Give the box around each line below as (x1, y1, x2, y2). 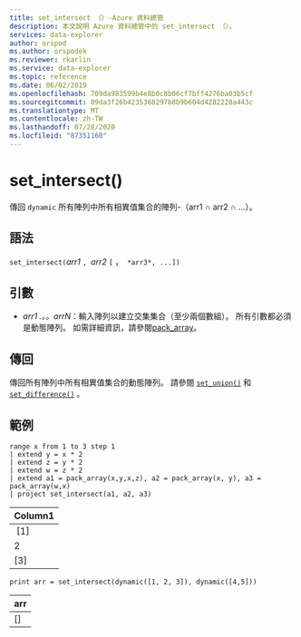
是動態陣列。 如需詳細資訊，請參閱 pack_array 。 (22, 323, 202, 333)
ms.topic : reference (9, 72, 88, 82)
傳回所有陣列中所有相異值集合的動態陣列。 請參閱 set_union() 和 (9, 377, 252, 388)
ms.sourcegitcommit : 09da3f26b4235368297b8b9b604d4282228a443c (9, 97, 254, 107)
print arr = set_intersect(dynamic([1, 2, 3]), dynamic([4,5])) (9, 577, 257, 587)
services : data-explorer (9, 30, 103, 39)
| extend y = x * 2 (9, 450, 83, 459)
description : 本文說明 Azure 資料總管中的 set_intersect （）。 (9, 22, 237, 31)
